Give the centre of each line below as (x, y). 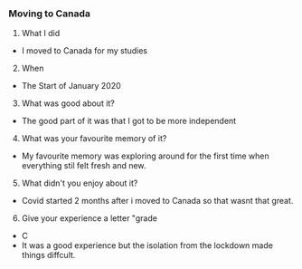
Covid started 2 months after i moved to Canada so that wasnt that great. (157, 201)
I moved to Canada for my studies (85, 51)
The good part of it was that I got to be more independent (129, 121)
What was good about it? (68, 103)
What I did (41, 34)
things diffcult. (48, 255)
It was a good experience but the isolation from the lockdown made (147, 245)
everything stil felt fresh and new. (84, 166)
